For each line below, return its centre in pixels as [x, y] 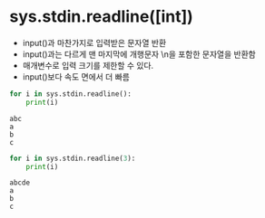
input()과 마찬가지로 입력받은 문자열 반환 [94, 43]
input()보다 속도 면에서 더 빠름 [76, 76]
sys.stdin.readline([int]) [101, 17]
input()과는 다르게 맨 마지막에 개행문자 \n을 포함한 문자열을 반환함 [139, 54]
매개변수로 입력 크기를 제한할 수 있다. [88, 65]
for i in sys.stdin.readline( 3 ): [73, 158]
